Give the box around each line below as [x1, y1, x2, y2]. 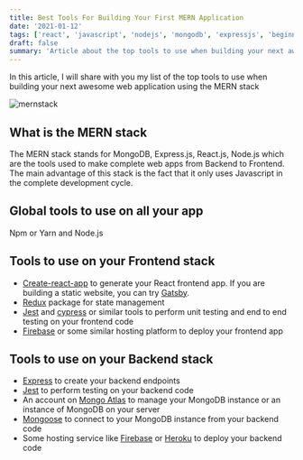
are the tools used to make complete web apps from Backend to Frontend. [9, 158, 286, 169]
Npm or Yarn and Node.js [9, 227, 104, 238]
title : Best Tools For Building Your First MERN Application [9, 13, 244, 23]
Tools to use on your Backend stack [9, 351, 214, 366]
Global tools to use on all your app [9, 204, 204, 219]
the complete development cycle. [9, 177, 133, 188]
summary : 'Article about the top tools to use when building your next [9, 47, 284, 56]
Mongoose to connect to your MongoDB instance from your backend [22, 414, 280, 425]
